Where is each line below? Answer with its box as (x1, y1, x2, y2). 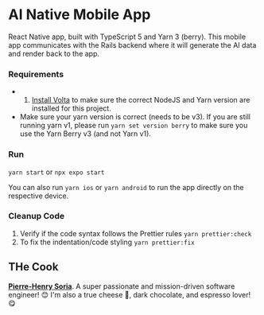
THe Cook (8, 260, 59, 274)
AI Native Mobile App (8, 6, 151, 24)
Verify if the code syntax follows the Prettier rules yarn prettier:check (19, 228, 252, 238)
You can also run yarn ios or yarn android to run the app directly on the (8, 182, 244, 192)
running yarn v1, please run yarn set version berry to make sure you (19, 121, 248, 130)
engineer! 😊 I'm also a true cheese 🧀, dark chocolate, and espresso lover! (8, 290, 251, 299)
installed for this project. (31, 103, 111, 113)
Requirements (8, 68, 64, 80)
